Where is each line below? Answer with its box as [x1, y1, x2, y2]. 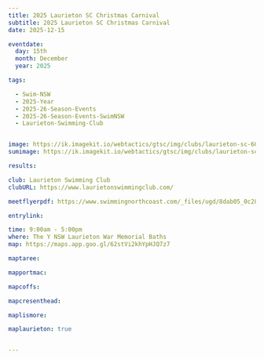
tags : [8, 76, 26, 84]
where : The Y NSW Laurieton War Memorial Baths [8, 233, 167, 241]
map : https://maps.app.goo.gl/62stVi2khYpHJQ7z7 [8, 241, 170, 248]
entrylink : [8, 212, 44, 219]
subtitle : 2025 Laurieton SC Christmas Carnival [8, 19, 170, 27]
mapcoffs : [8, 283, 41, 291]
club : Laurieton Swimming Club [8, 176, 111, 184]
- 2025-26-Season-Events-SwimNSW [15, 112, 125, 120]
